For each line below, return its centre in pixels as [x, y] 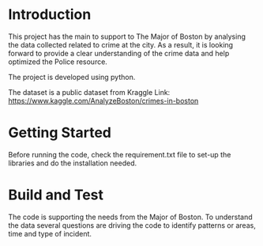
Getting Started [60, 133]
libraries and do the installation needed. [72, 163]
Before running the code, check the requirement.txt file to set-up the [120, 154]
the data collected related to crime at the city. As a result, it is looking [121, 44]
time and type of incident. [50, 233]
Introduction [50, 15]
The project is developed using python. [72, 77]
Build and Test [56, 195]
